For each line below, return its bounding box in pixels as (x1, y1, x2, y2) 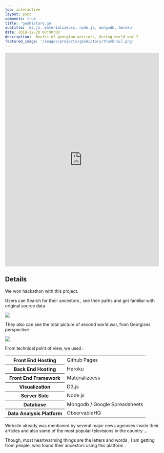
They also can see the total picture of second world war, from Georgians (5, 321, 151, 327)
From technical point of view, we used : (5, 345, 84, 351)
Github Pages (66, 356, 98, 363)
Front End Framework (9, 374, 61, 381)
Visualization (19, 383, 51, 390)
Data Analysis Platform (7, 410, 62, 417)
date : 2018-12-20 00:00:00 (5, 30, 60, 35)
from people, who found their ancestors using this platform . (5, 442, 126, 448)
